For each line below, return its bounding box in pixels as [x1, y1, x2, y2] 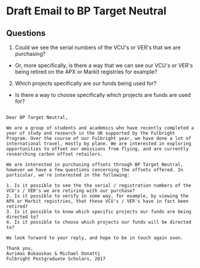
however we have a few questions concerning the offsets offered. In [6, 167, 184, 173]
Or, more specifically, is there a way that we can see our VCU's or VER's [14, 62, 193, 69]
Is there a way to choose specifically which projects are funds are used [14, 92, 191, 98]
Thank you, [6, 245, 34, 251]
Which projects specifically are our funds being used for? [14, 80, 157, 87]
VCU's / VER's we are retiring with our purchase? [6, 188, 135, 194]
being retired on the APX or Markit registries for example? [14, 68, 157, 75]
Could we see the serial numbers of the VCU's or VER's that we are [14, 44, 181, 51]
